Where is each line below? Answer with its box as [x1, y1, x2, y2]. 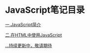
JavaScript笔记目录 [5, 4, 85, 16]
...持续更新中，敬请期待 [5, 42, 53, 48]
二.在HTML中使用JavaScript [5, 32, 62, 38]
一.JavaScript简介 [5, 22, 41, 27]
